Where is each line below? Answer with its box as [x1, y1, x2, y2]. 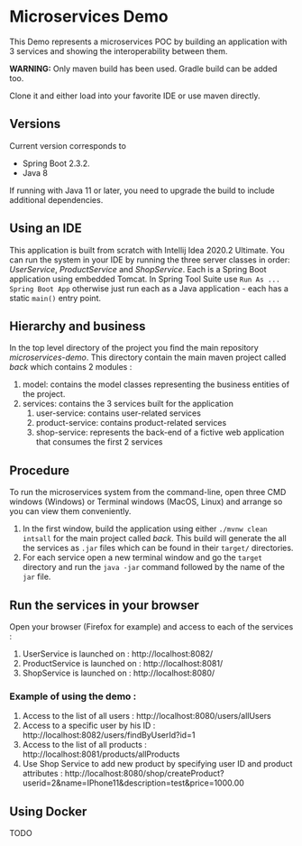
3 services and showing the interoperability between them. [9, 45, 228, 56]
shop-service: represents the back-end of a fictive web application [35, 427, 285, 438]
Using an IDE [9, 221, 83, 236]
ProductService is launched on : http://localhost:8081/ [22, 658, 224, 668]
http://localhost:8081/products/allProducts [22, 749, 180, 759]
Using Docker [9, 804, 87, 819]
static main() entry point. [9, 292, 102, 303]
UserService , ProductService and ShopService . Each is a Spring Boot [9, 263, 268, 274]
